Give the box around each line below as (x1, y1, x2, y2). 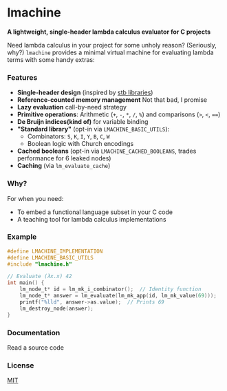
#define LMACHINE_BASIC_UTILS (7, 254, 94, 261)
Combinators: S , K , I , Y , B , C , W (27, 132, 110, 140)
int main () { (7, 279, 45, 286)
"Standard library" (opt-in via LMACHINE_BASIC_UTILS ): (17, 125, 170, 134)
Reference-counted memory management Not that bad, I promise (17, 96, 208, 104)
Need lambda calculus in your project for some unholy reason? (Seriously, (7, 41, 217, 49)
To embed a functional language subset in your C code (17, 208, 173, 216)
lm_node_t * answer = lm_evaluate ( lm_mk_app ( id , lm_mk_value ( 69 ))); (19, 293, 217, 299)
